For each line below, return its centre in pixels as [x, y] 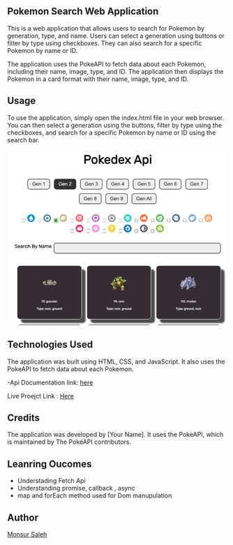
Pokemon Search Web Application [83, 12]
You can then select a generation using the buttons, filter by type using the [114, 125]
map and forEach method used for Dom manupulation [95, 495]
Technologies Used [50, 345]
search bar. [23, 140]
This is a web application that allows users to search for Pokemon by [106, 28]
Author [23, 517]
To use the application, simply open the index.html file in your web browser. [116, 117]
